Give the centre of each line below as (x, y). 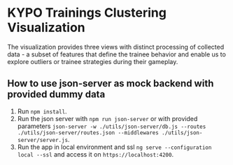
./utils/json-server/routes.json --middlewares (88, 133)
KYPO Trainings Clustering (87, 13)
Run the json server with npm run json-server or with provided (107, 118)
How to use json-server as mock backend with (111, 84)
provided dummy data (56, 94)
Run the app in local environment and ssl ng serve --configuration (114, 147)
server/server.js (43, 140)
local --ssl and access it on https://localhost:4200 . (95, 154)
